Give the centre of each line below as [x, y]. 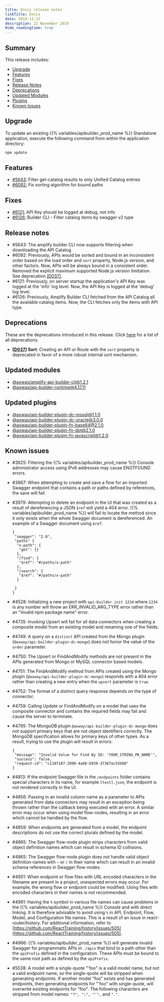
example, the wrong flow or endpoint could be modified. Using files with [85, 887]
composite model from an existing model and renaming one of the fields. [85, 627]
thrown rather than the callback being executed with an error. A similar [83, 807]
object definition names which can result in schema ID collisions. [77, 847]
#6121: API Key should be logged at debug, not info [64, 212]
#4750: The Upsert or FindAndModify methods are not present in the [82, 656]
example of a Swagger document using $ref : [57, 524]
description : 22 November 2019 [37, 23]
